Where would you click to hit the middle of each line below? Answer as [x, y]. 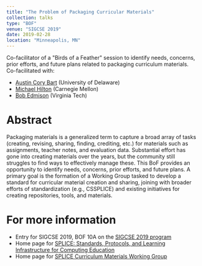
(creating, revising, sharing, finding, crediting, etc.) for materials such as [97, 143]
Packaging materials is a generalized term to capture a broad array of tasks [101, 137]
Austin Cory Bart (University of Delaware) [68, 82]
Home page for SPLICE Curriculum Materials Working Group [91, 256]
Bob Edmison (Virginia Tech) [51, 95]
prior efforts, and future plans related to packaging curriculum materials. [97, 64]
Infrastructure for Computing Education [65, 250]
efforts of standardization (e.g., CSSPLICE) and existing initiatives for [93, 189]
